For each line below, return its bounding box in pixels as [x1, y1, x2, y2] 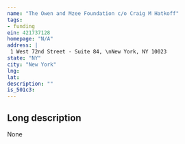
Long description [7, 112, 82, 123]
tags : [7, 16, 23, 23]
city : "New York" [7, 61, 57, 68]
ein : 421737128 [7, 29, 51, 36]
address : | [7, 42, 38, 49]
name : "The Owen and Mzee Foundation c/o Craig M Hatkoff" [7, 10, 180, 17]
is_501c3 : [7, 86, 36, 93]
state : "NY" [7, 55, 41, 62]
